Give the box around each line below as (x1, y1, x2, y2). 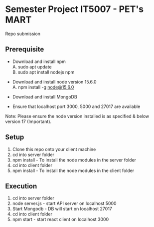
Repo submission (5, 30, 41, 36)
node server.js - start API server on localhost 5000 (12, 200, 117, 206)
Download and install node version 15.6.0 (12, 78, 97, 84)
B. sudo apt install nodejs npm (12, 69, 75, 75)
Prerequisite (5, 45, 44, 53)
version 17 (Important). (5, 118, 52, 124)
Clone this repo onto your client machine (12, 146, 96, 152)
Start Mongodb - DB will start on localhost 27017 (12, 206, 112, 212)
